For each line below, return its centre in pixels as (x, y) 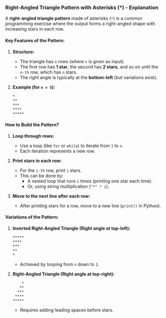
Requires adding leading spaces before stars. (66, 310)
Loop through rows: (33, 136)
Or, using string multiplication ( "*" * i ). (68, 186)
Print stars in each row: (37, 161)
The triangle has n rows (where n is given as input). (72, 61)
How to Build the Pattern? (32, 125)
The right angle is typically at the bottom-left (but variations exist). (89, 77)
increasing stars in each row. (35, 29)
